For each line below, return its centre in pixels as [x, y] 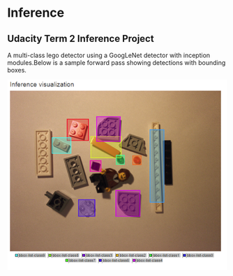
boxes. [17, 70]
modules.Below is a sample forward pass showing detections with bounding [116, 63]
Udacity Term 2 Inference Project [81, 39]
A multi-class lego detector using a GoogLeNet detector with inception [109, 55]
